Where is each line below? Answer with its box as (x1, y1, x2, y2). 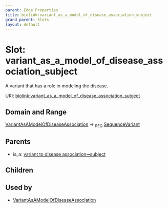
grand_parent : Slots (5, 17, 50, 22)
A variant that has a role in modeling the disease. (5, 83, 109, 89)
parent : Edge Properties (5, 7, 58, 13)
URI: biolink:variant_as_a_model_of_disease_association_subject (5, 93, 140, 99)
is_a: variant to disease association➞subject (12, 151, 106, 157)
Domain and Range (5, 107, 67, 116)
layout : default (5, 22, 40, 27)
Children (5, 166, 33, 175)
